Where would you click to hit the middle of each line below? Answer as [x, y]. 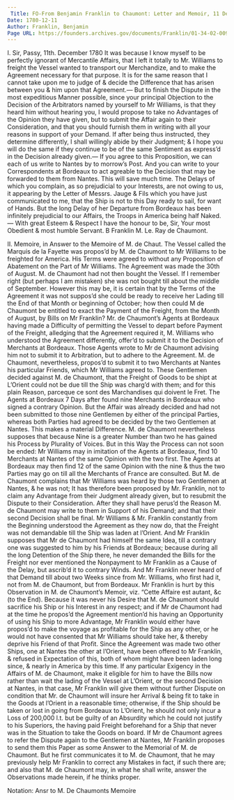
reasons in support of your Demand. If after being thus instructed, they [109, 134]
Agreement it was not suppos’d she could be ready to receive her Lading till [116, 296]
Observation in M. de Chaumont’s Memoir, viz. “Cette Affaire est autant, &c [114, 592]
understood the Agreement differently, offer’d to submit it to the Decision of [115, 340]
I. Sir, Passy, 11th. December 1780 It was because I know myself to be [107, 53]
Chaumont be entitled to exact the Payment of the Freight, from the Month [114, 311]
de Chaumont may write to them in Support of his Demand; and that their [112, 511]
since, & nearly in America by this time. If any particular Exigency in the [109, 666]
